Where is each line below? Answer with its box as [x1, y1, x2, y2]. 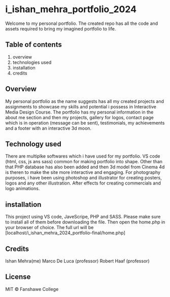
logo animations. [5, 185, 40, 192]
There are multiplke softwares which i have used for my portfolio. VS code [5, 153, 160, 159]
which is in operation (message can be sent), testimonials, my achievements [5, 120, 165, 126]
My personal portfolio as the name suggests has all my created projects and [5, 98, 164, 104]
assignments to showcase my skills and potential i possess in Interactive [5, 103, 156, 109]
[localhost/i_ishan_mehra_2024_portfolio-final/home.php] [5, 230, 126, 236]
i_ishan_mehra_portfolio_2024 [5, 4, 137, 15]
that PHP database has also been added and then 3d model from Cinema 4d [5, 164, 165, 170]
